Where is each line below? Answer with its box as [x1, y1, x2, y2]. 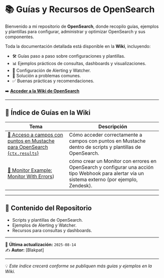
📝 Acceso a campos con [7, 131, 63, 138]
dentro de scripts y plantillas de [69, 143, 141, 150]
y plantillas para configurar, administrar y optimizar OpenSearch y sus [5, 28, 145, 34]
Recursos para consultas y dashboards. [12, 227, 92, 233]
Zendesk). [69, 182, 93, 189]
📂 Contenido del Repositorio [5, 204, 92, 212]
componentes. [5, 34, 34, 40]
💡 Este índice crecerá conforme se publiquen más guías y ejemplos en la [5, 263, 152, 269]
